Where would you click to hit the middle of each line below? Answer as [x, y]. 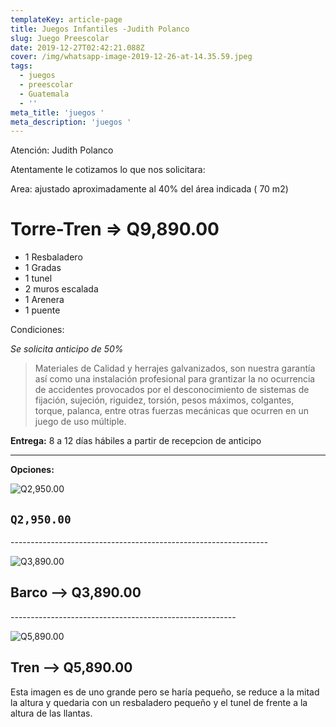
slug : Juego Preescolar [60, 38]
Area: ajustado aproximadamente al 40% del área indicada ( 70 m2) [149, 189]
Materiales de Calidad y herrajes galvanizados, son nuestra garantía [175, 368]
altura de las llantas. [51, 713]
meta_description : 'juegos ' [71, 122]
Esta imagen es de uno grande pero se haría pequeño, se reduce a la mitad [165, 692]
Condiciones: [37, 330]
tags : [21, 66]
